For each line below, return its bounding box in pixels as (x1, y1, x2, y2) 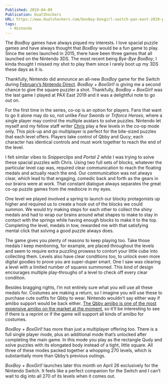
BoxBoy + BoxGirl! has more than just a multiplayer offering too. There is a (5, 326, 157, 332)
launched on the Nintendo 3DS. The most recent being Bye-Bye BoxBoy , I (5, 56, 157, 62)
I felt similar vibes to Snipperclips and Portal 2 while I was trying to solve (5, 154, 154, 160)
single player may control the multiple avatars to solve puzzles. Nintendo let (5, 118, 161, 124)
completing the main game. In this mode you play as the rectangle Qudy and (5, 337, 162, 343)
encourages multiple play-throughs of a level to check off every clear (5, 269, 148, 276)
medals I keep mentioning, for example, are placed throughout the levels (5, 243, 154, 249)
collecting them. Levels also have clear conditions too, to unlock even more (5, 254, 160, 260)
